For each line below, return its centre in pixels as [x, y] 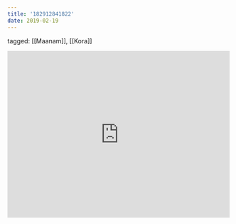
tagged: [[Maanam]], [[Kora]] [50, 41]
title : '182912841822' [41, 14]
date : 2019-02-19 [33, 21]
